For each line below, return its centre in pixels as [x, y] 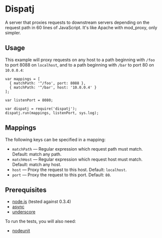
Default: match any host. [37, 164]
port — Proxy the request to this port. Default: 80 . [62, 175]
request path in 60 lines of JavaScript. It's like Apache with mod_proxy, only [81, 27]
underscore [24, 212]
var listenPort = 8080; [29, 100]
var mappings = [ [23, 79]
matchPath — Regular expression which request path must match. [77, 149]
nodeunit [21, 231]
